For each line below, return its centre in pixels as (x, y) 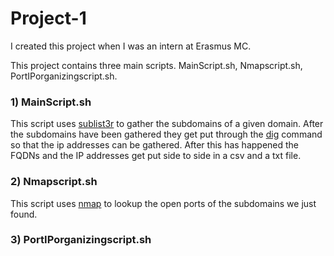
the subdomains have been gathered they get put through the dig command (166, 134)
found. (24, 214)
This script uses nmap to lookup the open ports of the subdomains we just (163, 203)
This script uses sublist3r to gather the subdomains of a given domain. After (167, 124)
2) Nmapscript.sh (54, 182)
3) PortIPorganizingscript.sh (81, 240)
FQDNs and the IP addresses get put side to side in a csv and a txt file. (156, 156)
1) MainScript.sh (51, 102)
